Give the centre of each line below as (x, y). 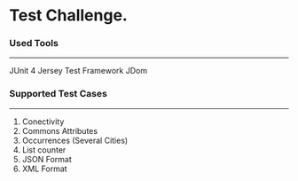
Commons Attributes (60, 130)
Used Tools (34, 43)
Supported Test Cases (59, 94)
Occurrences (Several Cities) (75, 140)
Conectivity (43, 122)
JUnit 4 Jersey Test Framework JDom (78, 71)
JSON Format (47, 159)
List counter (44, 150)
